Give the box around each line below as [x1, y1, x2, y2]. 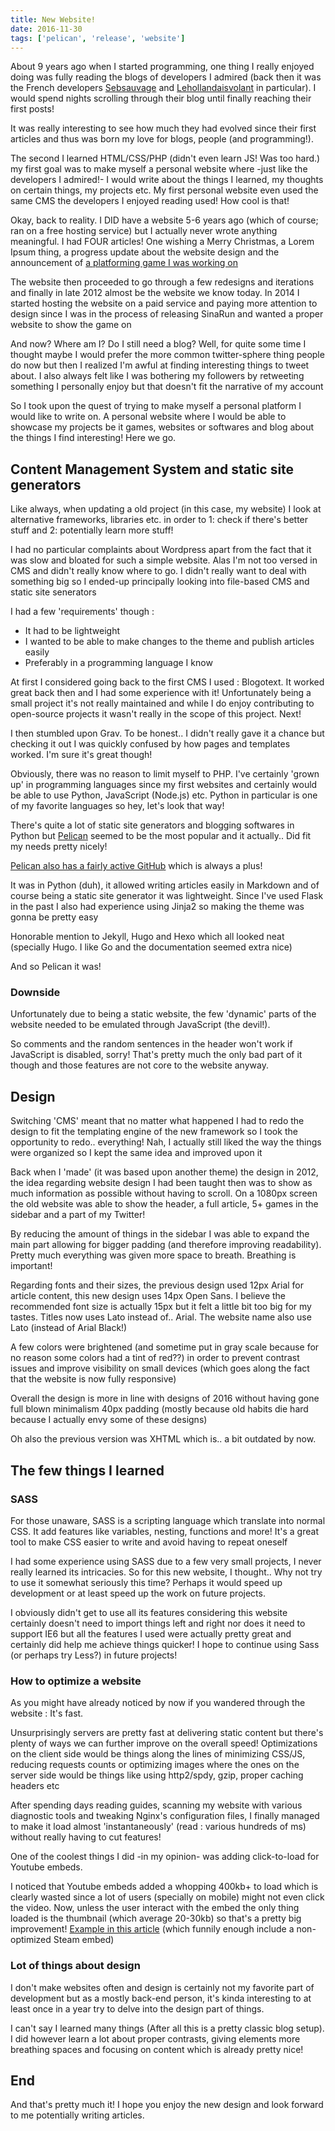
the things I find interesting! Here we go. [10, 432, 177, 444]
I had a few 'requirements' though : [10, 606, 155, 618]
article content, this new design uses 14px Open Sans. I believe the [10, 1290, 287, 1302]
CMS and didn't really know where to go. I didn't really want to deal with [10, 565, 307, 577]
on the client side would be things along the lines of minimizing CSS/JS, [10, 1748, 306, 1760]
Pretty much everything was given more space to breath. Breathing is [10, 1249, 297, 1261]
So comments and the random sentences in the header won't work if [10, 1038, 293, 1050]
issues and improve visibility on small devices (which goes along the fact [10, 1362, 310, 1375]
